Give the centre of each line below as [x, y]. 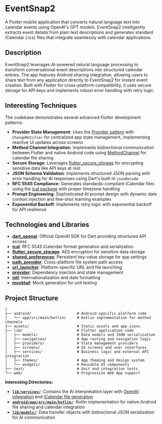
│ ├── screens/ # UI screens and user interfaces [76, 348]
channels [14, 322]
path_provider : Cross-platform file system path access [67, 262]
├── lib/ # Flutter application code [69, 331]
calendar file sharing [33, 158]
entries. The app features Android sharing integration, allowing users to [77, 75]
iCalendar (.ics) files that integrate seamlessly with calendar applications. [78, 37]
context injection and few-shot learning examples [62, 199]
